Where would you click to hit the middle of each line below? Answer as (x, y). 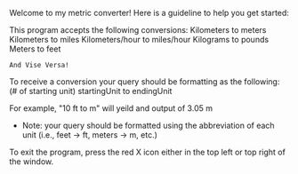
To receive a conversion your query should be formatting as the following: (145, 82)
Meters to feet (35, 49)
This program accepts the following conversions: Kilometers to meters (138, 30)
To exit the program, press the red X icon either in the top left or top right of (148, 152)
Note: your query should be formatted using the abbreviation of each (148, 125)
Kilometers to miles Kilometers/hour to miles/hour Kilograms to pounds (139, 40)
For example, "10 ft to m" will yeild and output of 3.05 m (111, 108)
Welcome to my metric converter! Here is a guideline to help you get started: (149, 13)
